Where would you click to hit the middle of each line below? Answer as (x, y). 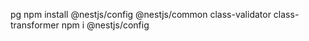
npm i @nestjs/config (105, 25)
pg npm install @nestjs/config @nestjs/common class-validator (141, 14)
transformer (35, 25)
